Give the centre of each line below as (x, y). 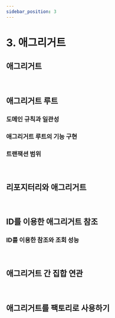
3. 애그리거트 (36, 43)
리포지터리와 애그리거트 (46, 187)
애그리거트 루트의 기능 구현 (42, 137)
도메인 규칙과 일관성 (33, 119)
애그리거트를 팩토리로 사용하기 (58, 308)
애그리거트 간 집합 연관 (45, 273)
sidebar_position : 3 (32, 12)
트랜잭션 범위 (24, 154)
